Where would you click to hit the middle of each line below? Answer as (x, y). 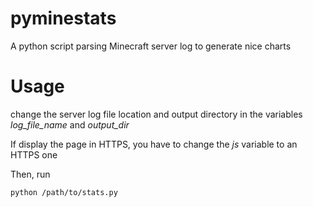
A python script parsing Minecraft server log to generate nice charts (151, 46)
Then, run (30, 174)
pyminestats (63, 18)
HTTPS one (34, 154)
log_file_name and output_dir (70, 124)
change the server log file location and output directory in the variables (156, 114)
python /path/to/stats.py (64, 192)
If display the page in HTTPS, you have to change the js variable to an (154, 144)
